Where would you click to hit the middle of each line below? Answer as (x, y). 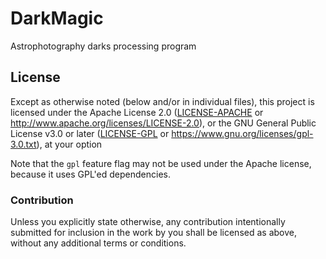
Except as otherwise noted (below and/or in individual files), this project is (162, 101)
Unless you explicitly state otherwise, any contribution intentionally (148, 222)
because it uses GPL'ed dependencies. (90, 174)
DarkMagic (57, 18)
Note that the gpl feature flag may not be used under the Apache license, (161, 163)
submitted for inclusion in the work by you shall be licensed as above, (153, 233)
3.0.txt (23, 144)
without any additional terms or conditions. (98, 243)
